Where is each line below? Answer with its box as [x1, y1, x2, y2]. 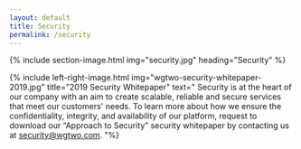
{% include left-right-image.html [9, 72, 129, 83]
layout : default [9, 13, 71, 23]
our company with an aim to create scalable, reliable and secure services [9, 91, 282, 102]
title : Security [9, 22, 71, 31]
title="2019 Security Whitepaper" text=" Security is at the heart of [46, 82, 292, 93]
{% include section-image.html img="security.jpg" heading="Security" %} [9, 55, 287, 66]
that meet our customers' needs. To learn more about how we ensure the [9, 101, 282, 112]
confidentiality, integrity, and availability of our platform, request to [9, 110, 258, 122]
